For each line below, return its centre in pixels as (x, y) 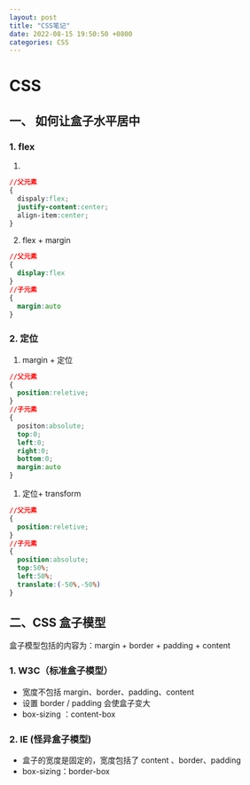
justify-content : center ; (63, 207)
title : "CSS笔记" (40, 26)
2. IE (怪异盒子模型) (51, 739)
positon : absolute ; (51, 426)
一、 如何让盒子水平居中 (74, 121)
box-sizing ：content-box (69, 714)
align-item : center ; (53, 215)
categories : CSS (39, 42)
